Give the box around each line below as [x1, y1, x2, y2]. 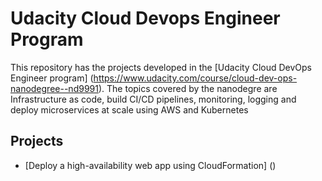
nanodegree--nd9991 [10, 82, 99, 94]
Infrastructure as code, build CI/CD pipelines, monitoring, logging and [10, 93, 297, 105]
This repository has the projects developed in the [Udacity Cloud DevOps [10, 61, 313, 73]
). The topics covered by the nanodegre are [98, 82, 278, 94]
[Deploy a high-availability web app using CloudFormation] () [24, 159, 277, 171]
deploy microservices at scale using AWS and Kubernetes [10, 103, 249, 116]
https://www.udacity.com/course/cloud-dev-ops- [93, 72, 298, 84]
